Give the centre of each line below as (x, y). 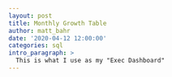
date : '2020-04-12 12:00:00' (58, 38)
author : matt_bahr (39, 30)
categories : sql (36, 46)
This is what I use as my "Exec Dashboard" (90, 61)
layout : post (30, 16)
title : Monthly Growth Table (58, 23)
